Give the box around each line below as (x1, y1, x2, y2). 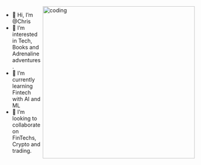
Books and (12, 44, 39, 51)
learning (12, 82, 33, 90)
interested (12, 30, 38, 38)
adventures (12, 57, 41, 63)
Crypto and (12, 141, 41, 148)
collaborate (12, 121, 41, 128)
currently (12, 76, 35, 83)
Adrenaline (12, 50, 39, 57)
